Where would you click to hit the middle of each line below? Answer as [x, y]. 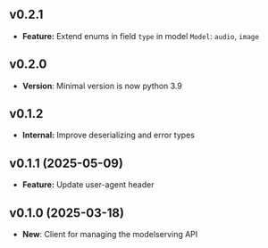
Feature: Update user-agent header [88, 185]
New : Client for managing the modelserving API [110, 235]
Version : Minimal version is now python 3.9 [102, 86]
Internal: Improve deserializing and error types [108, 135]
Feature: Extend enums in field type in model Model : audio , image [140, 36]
